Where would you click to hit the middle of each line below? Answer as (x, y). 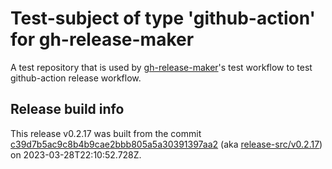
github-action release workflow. (76, 78)
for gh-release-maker (102, 39)
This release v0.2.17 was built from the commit (106, 133)
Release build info (67, 109)
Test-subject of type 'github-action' (163, 18)
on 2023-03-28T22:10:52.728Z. (76, 154)
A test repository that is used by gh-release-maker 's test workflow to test (161, 67)
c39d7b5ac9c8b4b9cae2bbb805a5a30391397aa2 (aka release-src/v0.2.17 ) (166, 144)
